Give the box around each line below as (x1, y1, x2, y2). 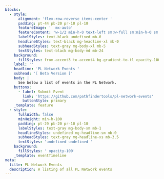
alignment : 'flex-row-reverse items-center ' (18, 16, 112, 21)
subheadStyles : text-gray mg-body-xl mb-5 (18, 44, 106, 49)
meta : (5, 157, 16, 162)
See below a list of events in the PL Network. (18, 80, 117, 85)
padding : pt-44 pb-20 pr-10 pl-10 (18, 21, 89, 26)
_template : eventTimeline (14, 153, 67, 158)
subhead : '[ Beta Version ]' (14, 71, 73, 76)
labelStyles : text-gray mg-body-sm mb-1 (18, 126, 102, 130)
